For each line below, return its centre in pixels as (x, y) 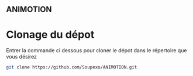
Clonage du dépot (50, 35)
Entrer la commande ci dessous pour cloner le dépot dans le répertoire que (96, 50)
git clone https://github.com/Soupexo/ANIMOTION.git (72, 67)
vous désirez (21, 57)
